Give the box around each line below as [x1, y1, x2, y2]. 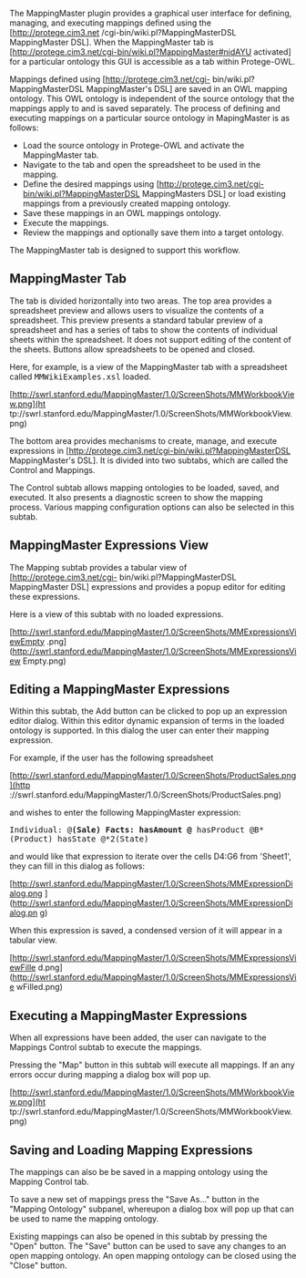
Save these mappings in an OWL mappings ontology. [22, 208, 221, 218]
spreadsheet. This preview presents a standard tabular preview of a [9, 314, 263, 325]
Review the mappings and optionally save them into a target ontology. [22, 227, 284, 238]
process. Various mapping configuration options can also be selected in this [9, 501, 295, 512]
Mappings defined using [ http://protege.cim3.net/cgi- [9, 74, 211, 85]
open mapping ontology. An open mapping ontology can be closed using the [9, 1251, 297, 1262]
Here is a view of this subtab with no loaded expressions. [9, 608, 224, 619]
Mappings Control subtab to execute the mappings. [9, 1042, 202, 1053]
